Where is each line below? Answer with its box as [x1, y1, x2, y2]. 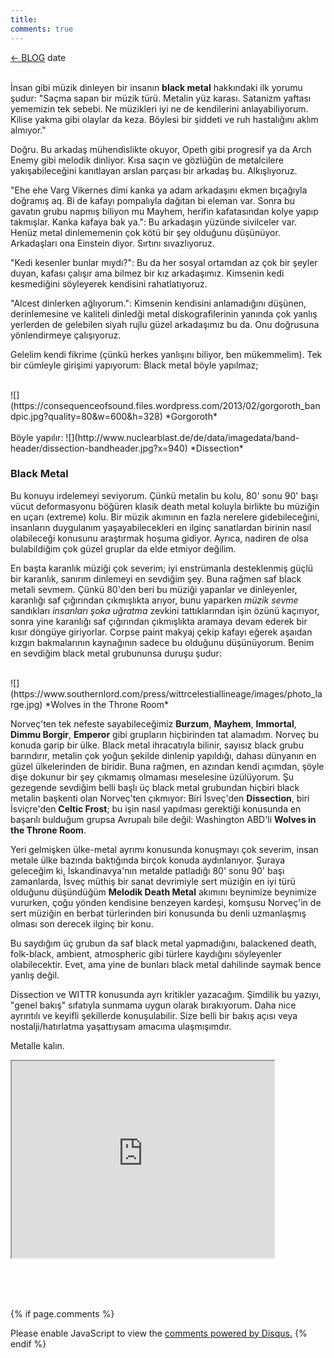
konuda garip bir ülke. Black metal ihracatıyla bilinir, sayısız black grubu [10, 739, 304, 751]
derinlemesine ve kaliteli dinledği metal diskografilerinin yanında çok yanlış [10, 307, 318, 320]
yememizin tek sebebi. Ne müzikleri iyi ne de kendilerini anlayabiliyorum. [10, 102, 309, 115]
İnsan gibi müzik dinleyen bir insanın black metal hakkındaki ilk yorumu [10, 81, 303, 93]
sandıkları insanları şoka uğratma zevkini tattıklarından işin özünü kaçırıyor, [10, 604, 320, 616]
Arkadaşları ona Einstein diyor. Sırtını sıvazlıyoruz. [10, 237, 215, 249]
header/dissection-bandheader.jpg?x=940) [10, 442, 188, 454]
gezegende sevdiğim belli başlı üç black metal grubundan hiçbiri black [10, 781, 300, 793]
